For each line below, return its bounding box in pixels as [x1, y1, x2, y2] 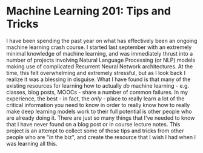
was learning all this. [6, 140, 58, 147]
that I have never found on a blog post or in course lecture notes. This [6, 120, 181, 128]
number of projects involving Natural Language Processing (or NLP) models [6, 56, 196, 63]
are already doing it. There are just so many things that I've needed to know [6, 114, 195, 122]
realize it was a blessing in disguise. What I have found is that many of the [6, 76, 191, 83]
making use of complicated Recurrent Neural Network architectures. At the [6, 62, 193, 70]
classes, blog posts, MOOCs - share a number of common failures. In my [6, 88, 188, 96]
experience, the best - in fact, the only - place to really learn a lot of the [6, 95, 185, 102]
